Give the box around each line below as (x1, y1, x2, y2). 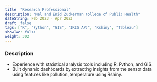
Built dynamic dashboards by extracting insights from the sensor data (12, 66, 152, 72)
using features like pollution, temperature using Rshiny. (12, 71, 122, 78)
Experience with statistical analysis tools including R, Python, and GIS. (12, 61, 153, 67)
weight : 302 (5, 34, 29, 39)
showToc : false (5, 30, 36, 34)
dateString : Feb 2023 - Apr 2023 (5, 16, 73, 21)
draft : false (5, 20, 32, 26)
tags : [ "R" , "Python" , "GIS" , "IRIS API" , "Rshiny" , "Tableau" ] (5, 25, 138, 30)
